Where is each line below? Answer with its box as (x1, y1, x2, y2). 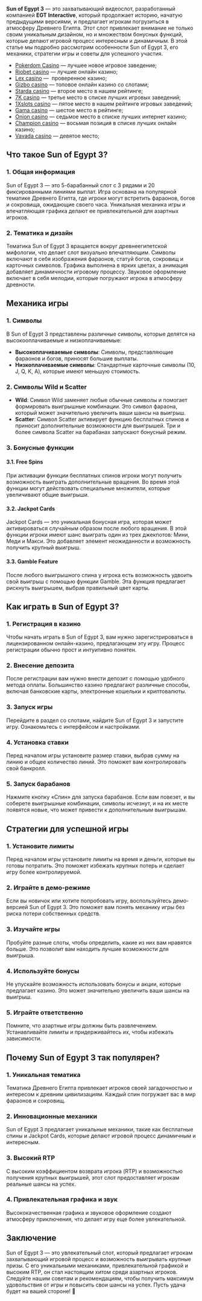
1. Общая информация (6, 168, 75, 176)
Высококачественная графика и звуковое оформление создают (6, 1209, 172, 1216)
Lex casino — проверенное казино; (14, 75, 107, 82)
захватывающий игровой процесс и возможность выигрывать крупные (6, 1255, 191, 1262)
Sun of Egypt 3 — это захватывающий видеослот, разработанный (6, 5, 176, 12)
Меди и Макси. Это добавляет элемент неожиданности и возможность (6, 537, 191, 545)
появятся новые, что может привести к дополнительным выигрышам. (6, 806, 188, 814)
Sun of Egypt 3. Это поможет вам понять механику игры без (29, 904, 185, 911)
